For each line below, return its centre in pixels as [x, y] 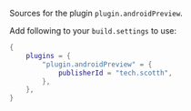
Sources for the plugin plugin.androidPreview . [96, 13]
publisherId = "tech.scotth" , [115, 73]
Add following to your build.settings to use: [93, 30]
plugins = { [48, 55]
